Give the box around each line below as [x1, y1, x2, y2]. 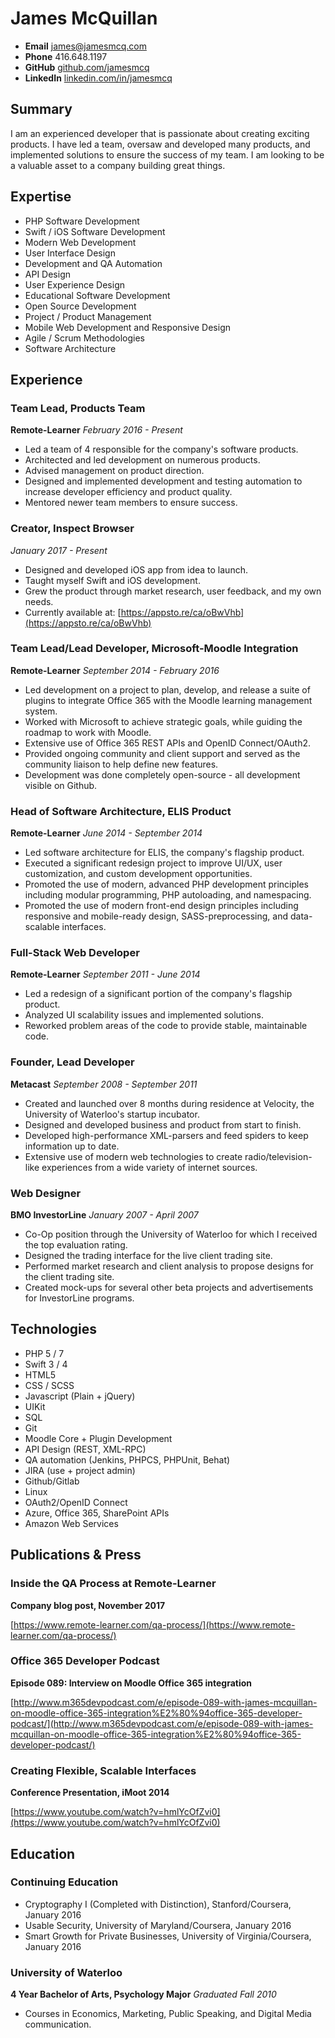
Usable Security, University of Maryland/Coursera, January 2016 [24, 1919, 292, 1931]
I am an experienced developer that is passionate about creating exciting [10, 127, 310, 139]
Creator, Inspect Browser [10, 522, 135, 536]
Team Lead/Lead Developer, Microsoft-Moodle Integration [10, 642, 299, 656]
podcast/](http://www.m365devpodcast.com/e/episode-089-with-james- [10, 1717, 314, 1729]
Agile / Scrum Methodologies [24, 332, 145, 344]
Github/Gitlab [24, 1475, 80, 1487]
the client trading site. [24, 1271, 115, 1283]
